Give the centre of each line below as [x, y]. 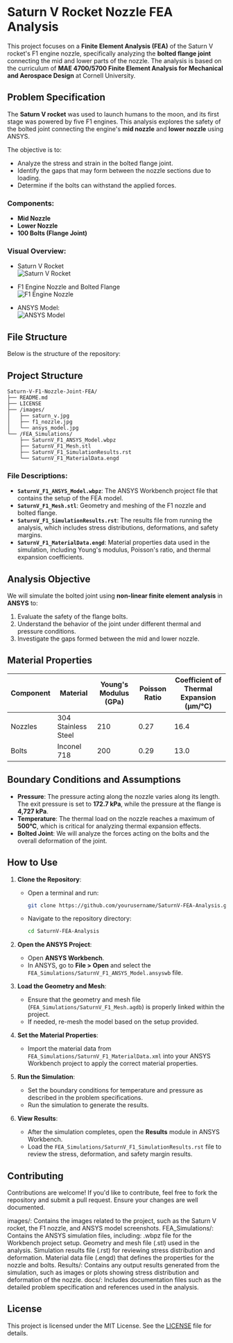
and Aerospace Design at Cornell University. [71, 75]
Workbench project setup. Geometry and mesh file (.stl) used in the [103, 1243]
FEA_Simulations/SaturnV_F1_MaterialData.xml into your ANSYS [119, 1056]
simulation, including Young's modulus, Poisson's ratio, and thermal [114, 550]
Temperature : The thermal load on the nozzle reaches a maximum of [116, 818]
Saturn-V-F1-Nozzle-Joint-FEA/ [52, 391]
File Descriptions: [37, 475]
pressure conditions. [46, 632]
